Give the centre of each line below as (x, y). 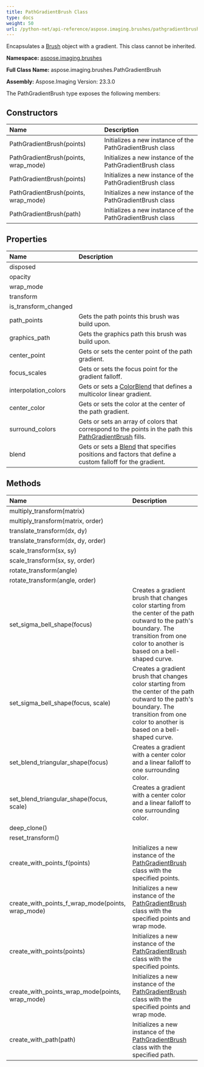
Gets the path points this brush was (129, 316)
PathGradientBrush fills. (112, 436)
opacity (20, 277)
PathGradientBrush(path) (45, 214)
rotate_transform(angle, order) (53, 580)
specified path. (154, 1055)
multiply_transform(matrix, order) (56, 520)
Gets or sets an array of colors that (128, 421)
